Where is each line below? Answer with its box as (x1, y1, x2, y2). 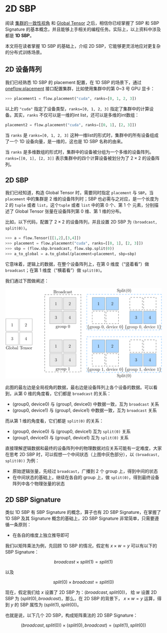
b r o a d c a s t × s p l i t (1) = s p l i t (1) (54, 558, 113, 564)
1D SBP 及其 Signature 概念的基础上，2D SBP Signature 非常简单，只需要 (5, 515, 155, 521)
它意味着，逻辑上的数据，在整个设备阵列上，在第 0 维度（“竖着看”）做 (5, 261, 150, 267)
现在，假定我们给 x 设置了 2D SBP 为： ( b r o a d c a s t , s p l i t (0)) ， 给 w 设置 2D (5, 589, 157, 595)
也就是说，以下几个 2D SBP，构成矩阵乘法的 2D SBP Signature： (5, 612, 138, 618)
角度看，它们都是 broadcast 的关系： (36, 391, 112, 396)
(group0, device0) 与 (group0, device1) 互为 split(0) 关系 (12, 428, 131, 435)
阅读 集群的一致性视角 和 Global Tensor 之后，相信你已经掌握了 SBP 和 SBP (5, 20, 160, 26)
